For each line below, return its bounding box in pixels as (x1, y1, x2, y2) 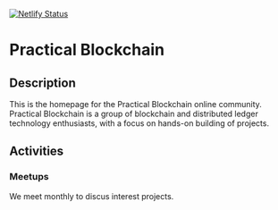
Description (9, 75, 76, 90)
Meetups (9, 171, 49, 183)
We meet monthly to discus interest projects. (9, 190, 174, 201)
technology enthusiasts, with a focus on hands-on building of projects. (9, 118, 270, 129)
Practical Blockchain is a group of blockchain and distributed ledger (9, 108, 259, 119)
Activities (9, 144, 64, 159)
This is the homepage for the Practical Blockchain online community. (9, 99, 262, 109)
